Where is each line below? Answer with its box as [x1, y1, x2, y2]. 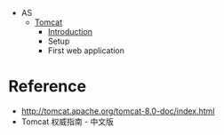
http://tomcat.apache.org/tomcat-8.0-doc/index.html [20, 106, 215, 116]
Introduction [47, 27, 92, 36]
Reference [8, 76, 86, 97]
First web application [47, 45, 125, 56]
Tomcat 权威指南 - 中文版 [20, 115, 115, 127]
